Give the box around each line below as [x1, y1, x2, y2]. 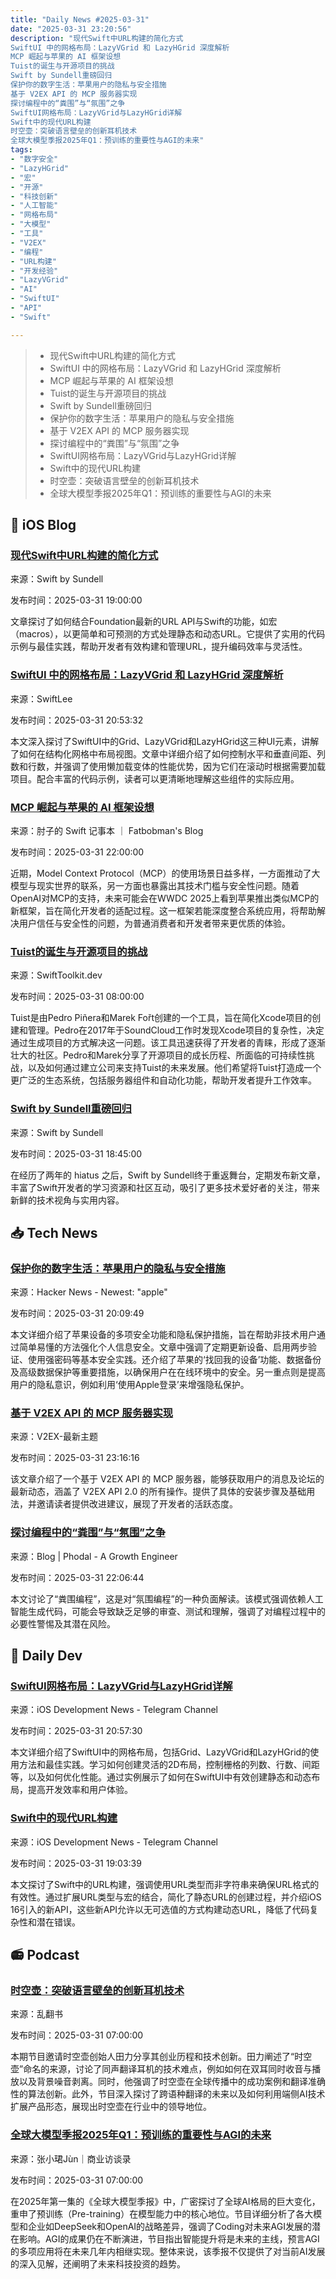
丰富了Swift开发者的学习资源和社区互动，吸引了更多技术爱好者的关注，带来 [10, 1181, 321, 1193]
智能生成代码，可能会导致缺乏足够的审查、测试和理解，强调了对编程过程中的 [10, 1605, 326, 1617]
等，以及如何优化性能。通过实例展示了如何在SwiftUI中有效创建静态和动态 [10, 1771, 312, 1783]
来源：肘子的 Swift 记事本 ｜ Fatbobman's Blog [10, 824, 204, 836]
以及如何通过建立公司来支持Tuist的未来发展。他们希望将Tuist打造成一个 [27, 1062, 322, 1074]
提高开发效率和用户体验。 [27, 1784, 133, 1796]
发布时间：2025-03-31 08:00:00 [10, 991, 145, 1003]
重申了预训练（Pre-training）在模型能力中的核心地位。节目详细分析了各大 [10, 2207, 314, 2220]
